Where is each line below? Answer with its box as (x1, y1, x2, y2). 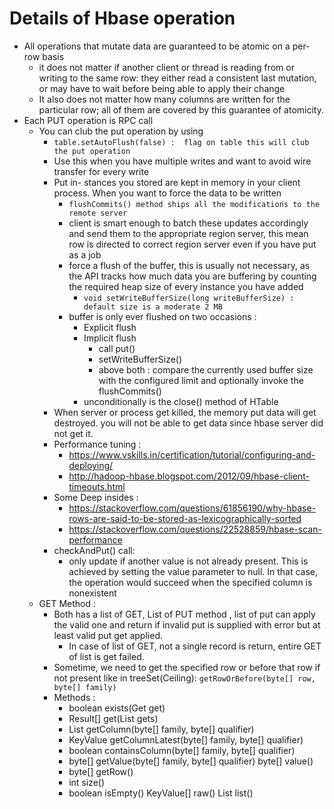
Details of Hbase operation (9, 7, 236, 30)
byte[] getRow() (68, 765, 134, 777)
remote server (68, 208, 128, 218)
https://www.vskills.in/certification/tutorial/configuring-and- (68, 448, 316, 461)
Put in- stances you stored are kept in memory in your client (53, 176, 301, 188)
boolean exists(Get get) (68, 702, 166, 714)
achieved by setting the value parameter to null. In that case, (68, 565, 319, 577)
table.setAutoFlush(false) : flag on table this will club (53, 137, 310, 147)
